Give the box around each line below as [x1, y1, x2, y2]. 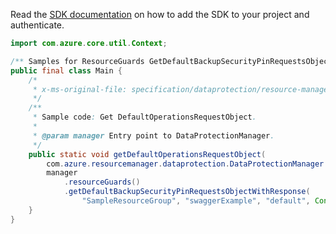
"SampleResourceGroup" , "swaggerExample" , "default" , [81, 196, 311, 206]
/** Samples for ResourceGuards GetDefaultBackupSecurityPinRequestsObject [10, 56, 333, 66]
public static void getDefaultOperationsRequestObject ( [28, 149, 267, 159]
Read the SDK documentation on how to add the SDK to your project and [10, 9, 310, 20]
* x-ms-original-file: [32, 84, 128, 94]
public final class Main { [10, 65, 123, 76]
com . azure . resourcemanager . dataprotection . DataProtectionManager [46, 159, 325, 169]
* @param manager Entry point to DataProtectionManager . [32, 130, 275, 141]
